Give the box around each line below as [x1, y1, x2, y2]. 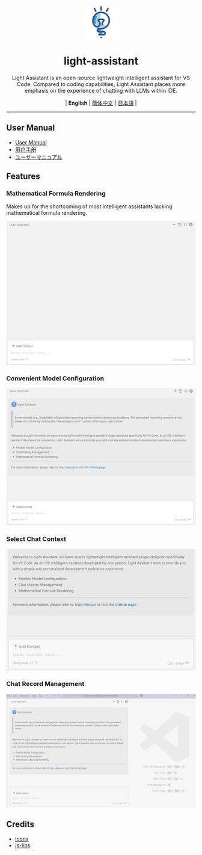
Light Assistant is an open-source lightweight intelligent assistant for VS [11, 74, 191, 81]
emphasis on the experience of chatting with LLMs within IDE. [24, 87, 178, 94]
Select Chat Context [6, 535, 67, 543]
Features [6, 171, 40, 182]
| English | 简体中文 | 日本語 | [65, 99, 137, 106]
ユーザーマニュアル [14, 153, 63, 161]
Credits [6, 820, 35, 830]
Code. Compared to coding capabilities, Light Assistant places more [17, 80, 185, 88]
